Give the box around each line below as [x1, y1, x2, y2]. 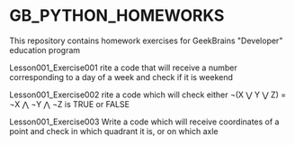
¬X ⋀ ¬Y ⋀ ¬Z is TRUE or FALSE [9, 98, 130, 109]
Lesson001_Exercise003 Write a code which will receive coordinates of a [9, 116, 280, 127]
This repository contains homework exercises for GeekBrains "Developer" [9, 35, 283, 46]
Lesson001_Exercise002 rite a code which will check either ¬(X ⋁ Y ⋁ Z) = [9, 89, 286, 100]
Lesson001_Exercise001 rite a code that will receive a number [9, 62, 237, 73]
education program [9, 44, 81, 55]
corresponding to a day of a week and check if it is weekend [9, 71, 234, 82]
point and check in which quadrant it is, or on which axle [9, 125, 219, 136]
